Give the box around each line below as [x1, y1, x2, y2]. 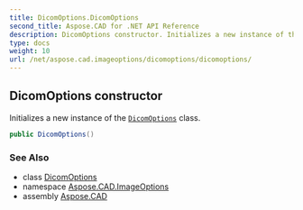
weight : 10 [9, 47, 50, 56]
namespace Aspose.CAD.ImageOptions [22, 181, 170, 192]
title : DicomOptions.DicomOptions [9, 13, 140, 23]
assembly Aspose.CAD [22, 190, 108, 201]
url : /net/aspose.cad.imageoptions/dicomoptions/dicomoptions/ [9, 55, 252, 64]
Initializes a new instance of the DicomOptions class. [9, 112, 201, 123]
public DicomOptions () [9, 130, 95, 139]
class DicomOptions [22, 171, 97, 182]
